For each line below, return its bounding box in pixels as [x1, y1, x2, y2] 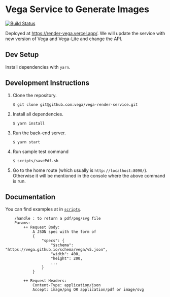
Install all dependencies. [12, 111, 63, 117]
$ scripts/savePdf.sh [12, 158, 58, 163]
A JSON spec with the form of [32, 229, 96, 234]
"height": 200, [50, 256, 83, 261]
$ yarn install [12, 121, 45, 126]
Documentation [5, 192, 56, 201]
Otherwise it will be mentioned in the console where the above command [12, 172, 165, 179]
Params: [14, 220, 30, 226]
